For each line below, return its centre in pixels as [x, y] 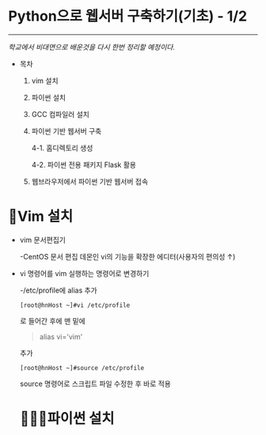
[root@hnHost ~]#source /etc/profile [82, 368]
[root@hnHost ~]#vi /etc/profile [75, 305]
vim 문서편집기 [42, 240]
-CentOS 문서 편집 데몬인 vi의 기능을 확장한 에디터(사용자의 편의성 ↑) [127, 256]
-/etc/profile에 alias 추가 [58, 290]
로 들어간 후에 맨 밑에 [52, 320]
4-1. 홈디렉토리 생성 [62, 148]
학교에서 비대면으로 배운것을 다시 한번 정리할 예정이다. [92, 47]
